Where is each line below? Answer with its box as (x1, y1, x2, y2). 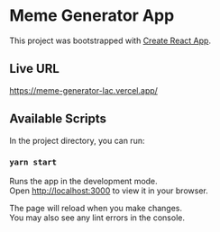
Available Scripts (9, 112, 106, 127)
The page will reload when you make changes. (9, 202, 183, 213)
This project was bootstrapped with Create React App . (9, 35, 212, 46)
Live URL (9, 61, 60, 76)
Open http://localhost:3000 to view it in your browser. (9, 185, 209, 196)
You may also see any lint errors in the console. (9, 212, 185, 223)
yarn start (9, 157, 57, 167)
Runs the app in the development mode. (9, 175, 158, 186)
